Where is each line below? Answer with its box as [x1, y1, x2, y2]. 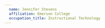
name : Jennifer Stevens [9, 7, 57, 12]
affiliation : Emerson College [9, 11, 70, 16]
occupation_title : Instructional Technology [9, 16, 101, 20]
